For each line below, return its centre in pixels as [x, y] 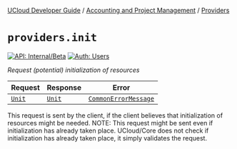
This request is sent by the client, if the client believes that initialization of [115, 115]
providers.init [52, 38]
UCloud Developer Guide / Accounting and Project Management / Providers [118, 10]
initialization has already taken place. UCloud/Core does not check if [108, 130]
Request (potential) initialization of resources [74, 70]
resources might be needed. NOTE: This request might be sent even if [110, 123]
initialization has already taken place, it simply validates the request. [107, 138]
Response [64, 87]
